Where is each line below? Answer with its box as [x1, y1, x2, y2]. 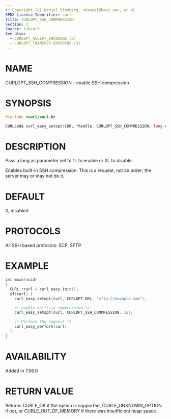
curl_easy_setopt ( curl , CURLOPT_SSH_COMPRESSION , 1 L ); [14, 310, 133, 315]
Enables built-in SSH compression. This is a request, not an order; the [5, 167, 152, 174]
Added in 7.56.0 [5, 367, 38, 374]
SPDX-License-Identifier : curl [5, 12, 72, 17]
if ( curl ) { [10, 291, 33, 297]
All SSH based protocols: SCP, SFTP [5, 242, 81, 249]
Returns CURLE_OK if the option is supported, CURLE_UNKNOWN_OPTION [5, 402, 162, 408]
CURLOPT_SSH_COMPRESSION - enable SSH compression [5, 80, 129, 86]
